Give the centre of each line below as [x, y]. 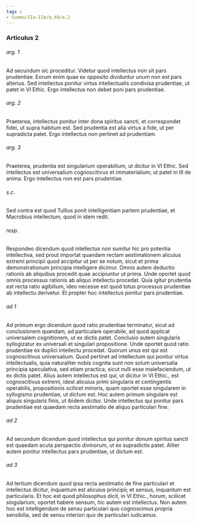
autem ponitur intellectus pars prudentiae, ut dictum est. [75, 451]
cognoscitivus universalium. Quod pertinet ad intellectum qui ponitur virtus [97, 356]
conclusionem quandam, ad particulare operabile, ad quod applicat [88, 331]
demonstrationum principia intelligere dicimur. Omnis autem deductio [90, 268]
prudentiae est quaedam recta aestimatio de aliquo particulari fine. [88, 407]
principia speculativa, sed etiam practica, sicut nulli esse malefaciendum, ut [99, 369]
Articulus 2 [23, 38]
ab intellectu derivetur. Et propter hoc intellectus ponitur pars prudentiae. [95, 293]
